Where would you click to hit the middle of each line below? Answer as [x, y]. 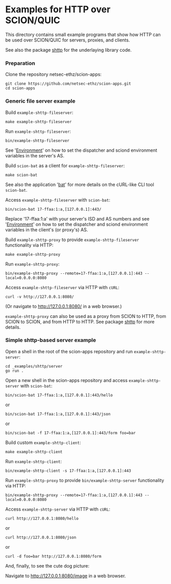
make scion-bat [21, 175]
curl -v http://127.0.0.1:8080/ [40, 297]
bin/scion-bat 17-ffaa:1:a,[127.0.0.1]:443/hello [59, 395]
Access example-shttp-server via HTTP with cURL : [58, 509]
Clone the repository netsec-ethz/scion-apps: [54, 74]
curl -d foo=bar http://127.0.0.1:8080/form [53, 556]
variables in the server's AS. [35, 155]
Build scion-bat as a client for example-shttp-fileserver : [65, 166]
